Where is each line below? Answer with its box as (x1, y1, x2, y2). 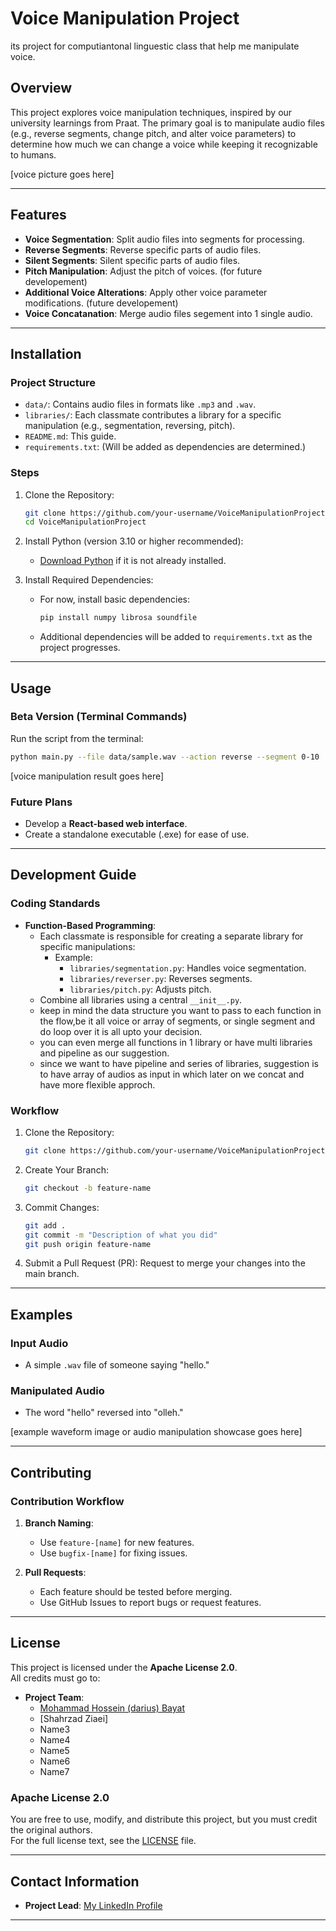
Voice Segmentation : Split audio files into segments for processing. (24, 233, 305, 245)
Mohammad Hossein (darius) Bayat (39, 1702, 185, 1714)
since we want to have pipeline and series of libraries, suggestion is (39, 1057, 319, 1069)
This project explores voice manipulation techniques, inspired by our (10, 106, 293, 118)
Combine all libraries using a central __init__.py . (39, 993, 243, 1006)
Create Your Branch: (24, 1163, 109, 1176)
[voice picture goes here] (10, 168, 115, 180)
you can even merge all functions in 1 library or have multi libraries (39, 1036, 313, 1048)
